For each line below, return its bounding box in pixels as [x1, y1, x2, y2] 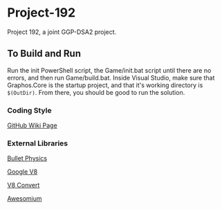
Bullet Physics [7, 154, 47, 163]
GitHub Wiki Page [7, 121, 57, 129]
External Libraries [7, 138, 68, 148]
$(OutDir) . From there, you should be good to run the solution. [7, 88, 185, 96]
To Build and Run [7, 48, 82, 60]
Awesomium [7, 194, 43, 203]
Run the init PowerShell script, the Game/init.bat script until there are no [7, 66, 212, 74]
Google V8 [7, 167, 38, 176]
